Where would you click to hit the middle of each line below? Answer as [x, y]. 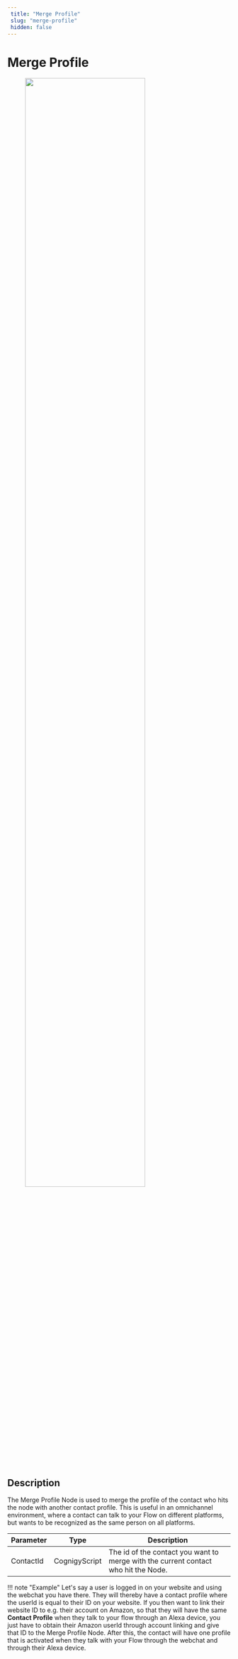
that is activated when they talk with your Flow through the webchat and [113, 1641]
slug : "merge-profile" [44, 21]
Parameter [29, 1540]
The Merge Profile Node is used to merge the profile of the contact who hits [118, 1500]
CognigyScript [78, 1561]
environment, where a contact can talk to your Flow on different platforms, [116, 1515]
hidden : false [31, 27]
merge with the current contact [160, 1561]
